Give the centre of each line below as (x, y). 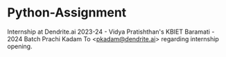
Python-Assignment (67, 13)
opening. (20, 46)
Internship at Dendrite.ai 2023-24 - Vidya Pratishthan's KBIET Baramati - (111, 32)
